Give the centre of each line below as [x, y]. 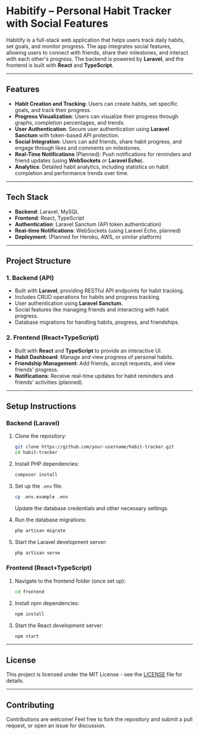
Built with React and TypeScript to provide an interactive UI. [88, 351]
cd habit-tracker [36, 453]
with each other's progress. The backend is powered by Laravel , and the [95, 59]
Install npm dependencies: [47, 603]
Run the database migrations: [51, 520]
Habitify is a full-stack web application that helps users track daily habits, [95, 40]
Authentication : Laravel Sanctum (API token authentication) [88, 224]
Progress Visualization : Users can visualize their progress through [97, 116]
